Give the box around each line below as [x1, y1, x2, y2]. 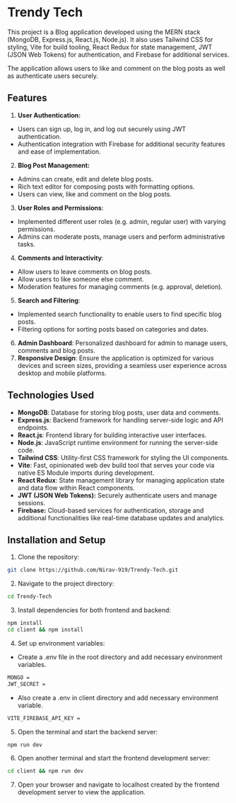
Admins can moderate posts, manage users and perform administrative [17, 232, 225, 241]
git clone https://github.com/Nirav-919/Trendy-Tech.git [7, 566, 179, 574]
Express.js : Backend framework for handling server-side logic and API [17, 415, 224, 424]
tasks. [17, 240, 35, 248]
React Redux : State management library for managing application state [17, 476, 225, 484]
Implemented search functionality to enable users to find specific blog [17, 310, 222, 318]
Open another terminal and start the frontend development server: [17, 754, 211, 763]
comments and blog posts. [17, 346, 95, 354]
